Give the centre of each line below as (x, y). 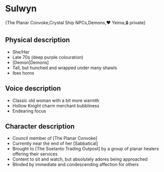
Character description (40, 126)
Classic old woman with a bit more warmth (56, 100)
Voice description (33, 89)
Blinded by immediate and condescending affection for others (75, 165)
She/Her (21, 52)
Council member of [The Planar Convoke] (55, 138)
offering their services (35, 154)
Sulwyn (21, 9)
